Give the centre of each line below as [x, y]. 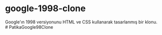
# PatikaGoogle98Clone [29, 27]
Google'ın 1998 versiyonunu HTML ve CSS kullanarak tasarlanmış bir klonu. [81, 22]
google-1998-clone [45, 9]
